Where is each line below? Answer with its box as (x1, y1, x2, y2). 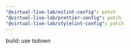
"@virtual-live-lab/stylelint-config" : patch (6, 20, 124, 26)
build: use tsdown (6, 37, 51, 45)
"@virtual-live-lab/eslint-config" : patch (6, 9, 116, 15)
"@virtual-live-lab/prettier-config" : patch (6, 15, 121, 21)
